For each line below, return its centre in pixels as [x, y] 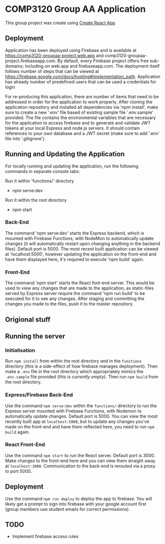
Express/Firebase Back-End [39, 395]
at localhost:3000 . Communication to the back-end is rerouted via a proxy [80, 466]
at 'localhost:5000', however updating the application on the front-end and [81, 254]
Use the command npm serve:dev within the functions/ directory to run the [81, 406]
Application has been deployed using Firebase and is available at [71, 50]
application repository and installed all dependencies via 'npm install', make [82, 107]
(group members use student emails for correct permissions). [67, 509]
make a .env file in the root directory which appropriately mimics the [74, 372]
